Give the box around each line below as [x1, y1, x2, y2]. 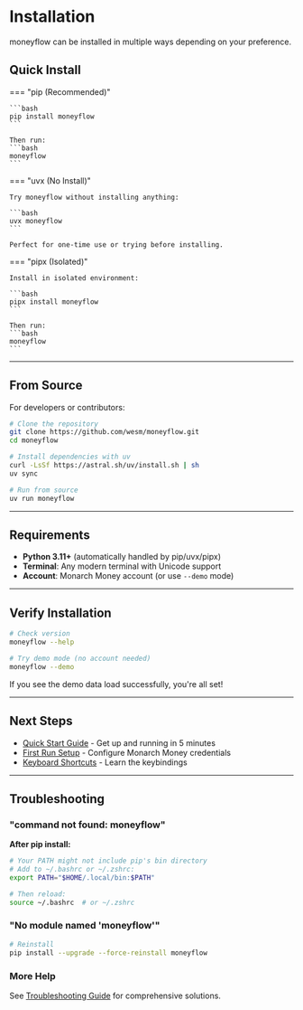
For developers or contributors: [9, 401, 125, 412]
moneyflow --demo [9, 662, 75, 671]
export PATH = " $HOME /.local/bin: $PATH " [9, 873, 155, 883]
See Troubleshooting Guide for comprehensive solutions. [9, 990, 221, 1001]
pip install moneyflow [9, 111, 95, 121]
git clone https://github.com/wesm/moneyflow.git [9, 428, 200, 437]
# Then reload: [9, 889, 67, 899]
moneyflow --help [9, 637, 75, 647]
